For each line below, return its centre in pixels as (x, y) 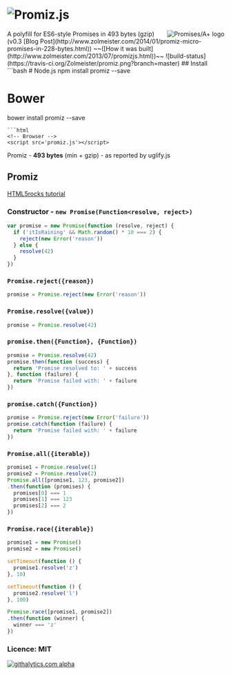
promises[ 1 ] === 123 (43, 500)
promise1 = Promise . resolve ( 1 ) (52, 467)
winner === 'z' (35, 625)
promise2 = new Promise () (44, 549)
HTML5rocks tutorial (36, 193)
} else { (26, 245)
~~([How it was (115, 48)
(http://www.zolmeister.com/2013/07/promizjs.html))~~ (86, 56)
